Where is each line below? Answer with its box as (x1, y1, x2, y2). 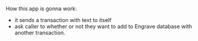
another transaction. (14, 29, 66, 36)
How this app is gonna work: (5, 5, 77, 12)
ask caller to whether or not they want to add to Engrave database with (14, 23, 193, 30)
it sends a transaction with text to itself (14, 17, 112, 23)
